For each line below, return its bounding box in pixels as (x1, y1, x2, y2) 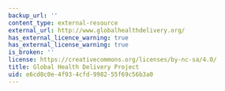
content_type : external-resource (8, 19, 118, 27)
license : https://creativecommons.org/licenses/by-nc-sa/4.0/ (8, 56, 217, 64)
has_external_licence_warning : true (8, 33, 129, 42)
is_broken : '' (8, 48, 55, 56)
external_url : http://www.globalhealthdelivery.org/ (8, 26, 186, 34)
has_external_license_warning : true (8, 41, 129, 49)
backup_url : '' (8, 11, 58, 20)
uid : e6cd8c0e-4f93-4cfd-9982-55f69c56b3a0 (8, 70, 154, 78)
